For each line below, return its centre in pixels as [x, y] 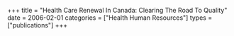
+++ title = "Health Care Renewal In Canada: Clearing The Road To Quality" [117, 10]
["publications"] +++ [38, 25]
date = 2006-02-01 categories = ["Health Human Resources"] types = [110, 18]
